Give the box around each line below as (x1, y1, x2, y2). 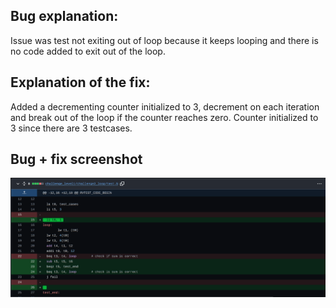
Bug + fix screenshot (10, 151, 143, 168)
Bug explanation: (10, 8, 119, 25)
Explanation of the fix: (10, 74, 151, 91)
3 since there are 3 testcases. (10, 122, 133, 134)
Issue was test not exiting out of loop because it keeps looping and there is (10, 34, 319, 46)
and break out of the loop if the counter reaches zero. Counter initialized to (10, 111, 319, 123)
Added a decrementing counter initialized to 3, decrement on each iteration (10, 100, 320, 113)
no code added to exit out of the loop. (10, 45, 166, 57)
